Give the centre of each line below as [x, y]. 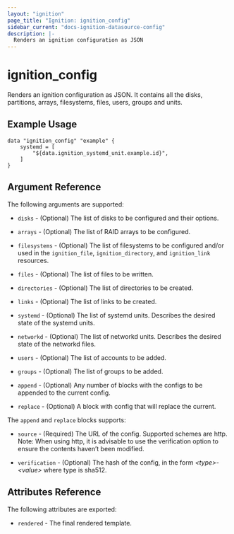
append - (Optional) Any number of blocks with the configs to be [110, 385]
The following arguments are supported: [66, 204]
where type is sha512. [75, 470]
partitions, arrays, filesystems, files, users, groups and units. [95, 103]
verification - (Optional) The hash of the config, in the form [105, 462]
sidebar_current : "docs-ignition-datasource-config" [86, 27]
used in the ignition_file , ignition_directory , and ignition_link [114, 253]
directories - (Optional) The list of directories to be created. [105, 288]
